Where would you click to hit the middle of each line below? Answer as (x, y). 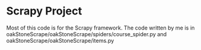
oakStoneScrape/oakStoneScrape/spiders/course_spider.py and (87, 34)
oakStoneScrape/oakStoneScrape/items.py (60, 40)
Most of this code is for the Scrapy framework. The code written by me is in (100, 28)
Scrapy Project (44, 11)
